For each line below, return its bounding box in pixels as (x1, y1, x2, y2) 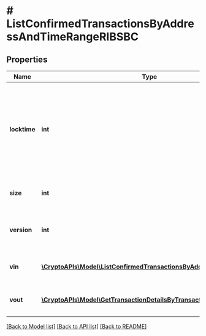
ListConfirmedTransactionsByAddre (6, 17, 194, 31)
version (9, 225, 32, 234)
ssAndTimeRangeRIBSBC (6, 30, 139, 44)
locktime (9, 125, 36, 133)
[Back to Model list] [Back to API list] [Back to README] (6, 323, 147, 330)
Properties (6, 54, 48, 64)
